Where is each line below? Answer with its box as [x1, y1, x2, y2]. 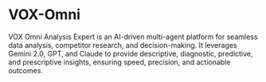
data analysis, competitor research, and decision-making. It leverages [8, 40, 237, 49]
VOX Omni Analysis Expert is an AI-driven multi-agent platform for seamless [8, 32, 258, 41]
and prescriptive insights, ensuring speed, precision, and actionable [8, 57, 231, 67]
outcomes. [8, 65, 44, 75]
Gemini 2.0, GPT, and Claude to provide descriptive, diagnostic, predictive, [8, 49, 253, 58]
